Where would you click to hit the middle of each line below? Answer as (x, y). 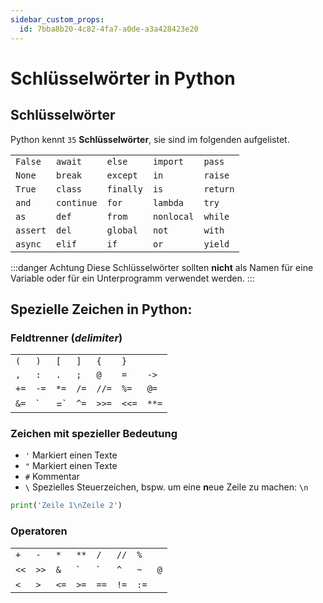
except (122, 175)
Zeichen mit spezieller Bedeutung (94, 434)
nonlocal (173, 216)
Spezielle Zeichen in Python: (101, 309)
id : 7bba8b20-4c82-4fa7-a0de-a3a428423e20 (109, 29)
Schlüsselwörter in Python (123, 78)
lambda (168, 202)
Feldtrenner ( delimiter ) (66, 338)
